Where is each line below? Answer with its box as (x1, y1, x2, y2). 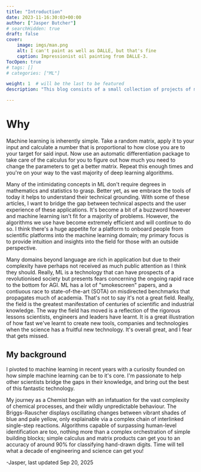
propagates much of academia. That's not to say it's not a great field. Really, (6, 294, 194, 301)
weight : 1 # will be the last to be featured (6, 81, 124, 87)
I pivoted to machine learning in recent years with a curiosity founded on (6, 365, 185, 373)
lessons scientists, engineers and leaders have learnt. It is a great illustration (6, 313, 194, 320)
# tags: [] (6, 64, 33, 71)
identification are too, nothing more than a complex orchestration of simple (6, 428, 191, 435)
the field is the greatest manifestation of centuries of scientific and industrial (6, 300, 194, 307)
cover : (6, 37, 23, 43)
